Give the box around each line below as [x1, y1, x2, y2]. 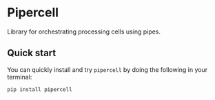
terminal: [7, 73, 32, 81]
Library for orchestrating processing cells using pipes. [7, 27, 161, 36]
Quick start [7, 47, 57, 59]
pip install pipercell [7, 86, 72, 93]
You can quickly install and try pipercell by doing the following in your [7, 65, 208, 73]
